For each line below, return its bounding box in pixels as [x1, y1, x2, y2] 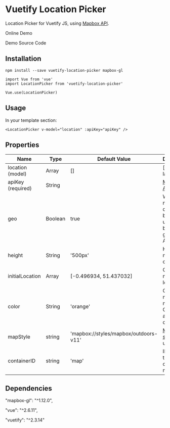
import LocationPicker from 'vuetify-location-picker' [5, 81, 123, 86]
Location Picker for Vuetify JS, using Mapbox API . [5, 20, 109, 26]
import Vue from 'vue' [5, 77, 53, 82]
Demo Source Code [5, 39, 47, 46]
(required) [8, 185, 32, 192]
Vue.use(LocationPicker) [5, 90, 58, 95]
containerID [8, 357, 36, 364]
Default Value [97, 156, 131, 163]
